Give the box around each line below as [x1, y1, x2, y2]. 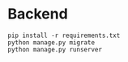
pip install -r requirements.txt [7, 31, 121, 39]
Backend [7, 5, 68, 23]
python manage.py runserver [7, 45, 103, 53]
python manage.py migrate [7, 38, 95, 47]
